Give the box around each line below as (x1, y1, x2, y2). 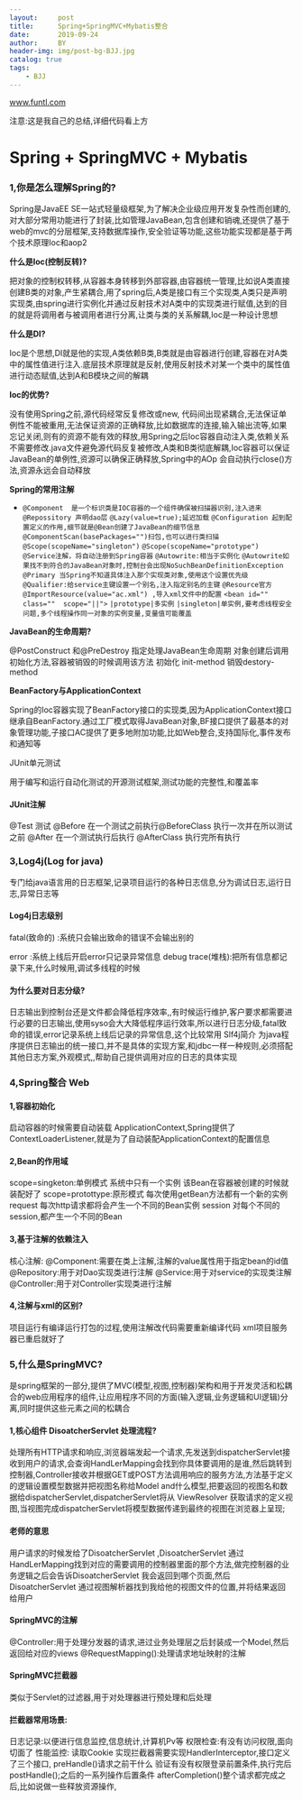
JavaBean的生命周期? (9, 626, 92, 637)
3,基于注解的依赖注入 (9, 1234, 88, 1244)
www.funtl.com (9, 96, 66, 107)
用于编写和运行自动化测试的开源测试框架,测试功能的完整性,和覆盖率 (9, 776, 260, 787)
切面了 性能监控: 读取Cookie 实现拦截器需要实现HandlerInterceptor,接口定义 (9, 1747, 290, 1759)
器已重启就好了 (9, 1333, 65, 1344)
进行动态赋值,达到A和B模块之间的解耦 (9, 371, 149, 381)
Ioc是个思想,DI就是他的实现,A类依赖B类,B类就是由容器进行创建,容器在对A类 (9, 348, 288, 359)
